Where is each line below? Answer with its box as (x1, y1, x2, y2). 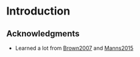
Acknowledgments (6, 29, 80, 39)
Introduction (6, 4, 71, 18)
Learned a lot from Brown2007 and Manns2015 (15, 44, 134, 52)
